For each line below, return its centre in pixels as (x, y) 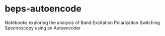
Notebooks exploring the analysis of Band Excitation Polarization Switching (82, 22)
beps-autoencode (43, 9)
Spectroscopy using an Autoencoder (43, 27)
